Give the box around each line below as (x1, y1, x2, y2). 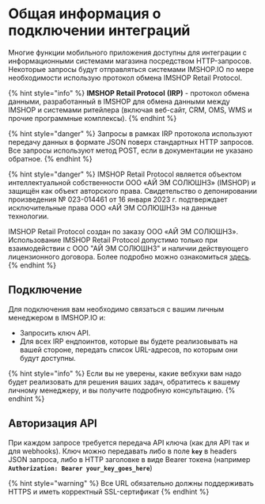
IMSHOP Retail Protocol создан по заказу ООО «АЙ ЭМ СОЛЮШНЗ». (8, 226, 239, 236)
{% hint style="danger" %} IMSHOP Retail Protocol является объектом (8, 169, 242, 179)
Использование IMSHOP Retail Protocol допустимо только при (8, 235, 218, 244)
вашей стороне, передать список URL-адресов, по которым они (19, 345, 238, 354)
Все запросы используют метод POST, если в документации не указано (8, 146, 253, 155)
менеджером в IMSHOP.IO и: (8, 313, 106, 322)
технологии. (8, 211, 49, 221)
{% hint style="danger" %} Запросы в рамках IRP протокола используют (8, 128, 253, 138)
